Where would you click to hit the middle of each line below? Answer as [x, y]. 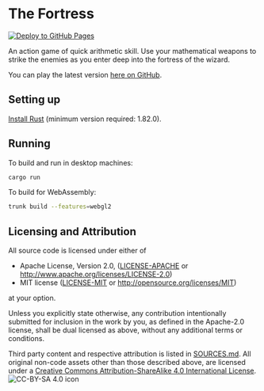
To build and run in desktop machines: [71, 162]
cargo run [25, 177]
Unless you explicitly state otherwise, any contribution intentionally [117, 313]
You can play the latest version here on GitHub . [85, 74]
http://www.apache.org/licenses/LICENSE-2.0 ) [96, 275]
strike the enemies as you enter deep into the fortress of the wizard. [119, 59]
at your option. [32, 298]
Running [30, 144]
